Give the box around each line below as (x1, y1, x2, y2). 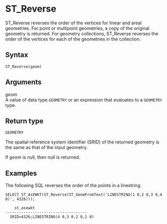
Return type (5, 117, 44, 125)
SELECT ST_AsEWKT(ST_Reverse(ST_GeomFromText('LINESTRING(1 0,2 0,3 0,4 (5, 192, 162, 198)
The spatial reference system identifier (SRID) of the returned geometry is (5, 139, 160, 145)
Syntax (5, 51, 28, 59)
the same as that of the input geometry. (5, 144, 88, 151)
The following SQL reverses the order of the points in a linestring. (5, 182, 142, 189)
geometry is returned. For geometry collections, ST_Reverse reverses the (5, 30, 158, 36)
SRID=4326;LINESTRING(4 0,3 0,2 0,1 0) (10, 214, 94, 219)
